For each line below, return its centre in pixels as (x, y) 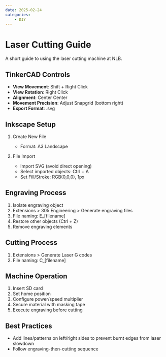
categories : (18, 15)
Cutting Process (31, 242)
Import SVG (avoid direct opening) (56, 166)
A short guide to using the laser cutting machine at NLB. (64, 58)
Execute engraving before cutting (47, 310)
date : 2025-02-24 (24, 10)
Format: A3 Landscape (44, 146)
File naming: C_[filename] (39, 260)
